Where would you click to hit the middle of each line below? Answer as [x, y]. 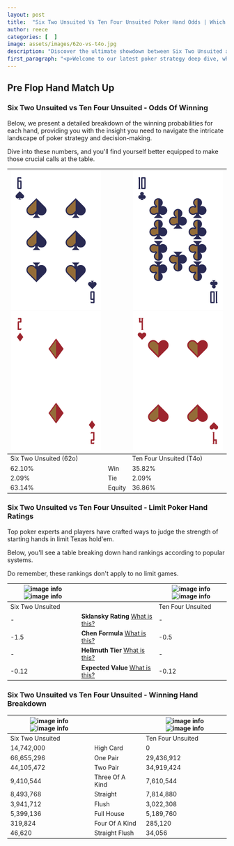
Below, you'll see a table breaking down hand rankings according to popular [116, 552]
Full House [109, 813]
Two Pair [107, 767]
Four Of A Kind [115, 824]
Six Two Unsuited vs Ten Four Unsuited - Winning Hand [103, 695]
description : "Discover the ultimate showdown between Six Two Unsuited [115, 52]
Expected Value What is [116, 667]
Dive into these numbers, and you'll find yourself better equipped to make [113, 151]
